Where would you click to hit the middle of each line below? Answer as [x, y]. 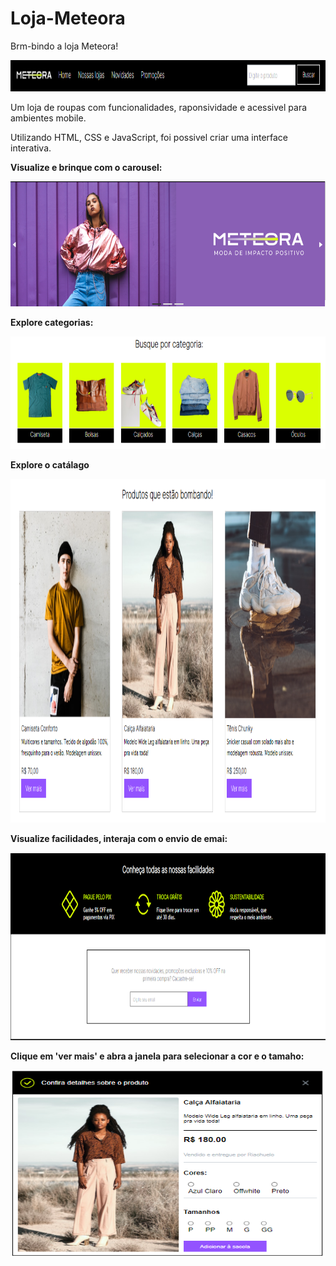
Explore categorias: [52, 322]
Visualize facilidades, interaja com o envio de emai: [119, 838]
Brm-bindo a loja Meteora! [64, 46]
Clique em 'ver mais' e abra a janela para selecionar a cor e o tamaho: [157, 1056]
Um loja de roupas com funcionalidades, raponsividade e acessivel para [159, 107]
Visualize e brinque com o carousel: [86, 167]
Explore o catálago [50, 464]
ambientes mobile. [48, 118]
